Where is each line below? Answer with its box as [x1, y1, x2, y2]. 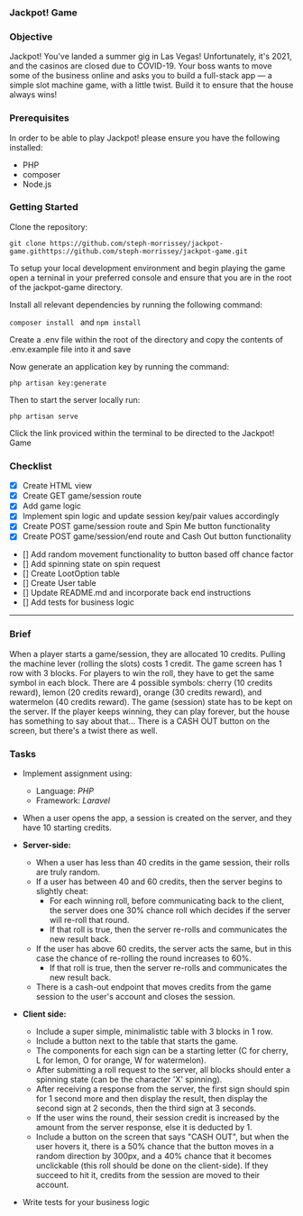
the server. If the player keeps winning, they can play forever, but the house [9, 706, 290, 717]
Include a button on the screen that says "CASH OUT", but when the [35, 1131, 289, 1142]
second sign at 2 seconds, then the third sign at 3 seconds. [35, 1102, 257, 1114]
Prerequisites [9, 112, 69, 124]
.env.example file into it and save [9, 343, 132, 354]
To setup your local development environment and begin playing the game [9, 262, 286, 273]
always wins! [9, 89, 58, 100]
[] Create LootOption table [22, 568, 120, 579]
